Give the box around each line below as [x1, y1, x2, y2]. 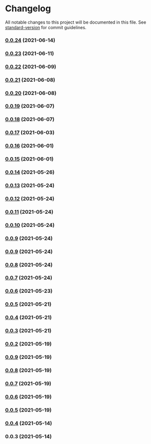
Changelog [5, 3, 51, 14]
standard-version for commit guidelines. [5, 24, 87, 30]
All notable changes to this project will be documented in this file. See [5, 19, 147, 25]
